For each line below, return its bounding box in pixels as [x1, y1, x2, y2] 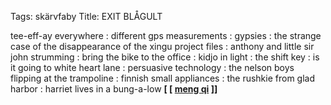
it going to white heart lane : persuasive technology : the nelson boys [10, 62, 295, 73]
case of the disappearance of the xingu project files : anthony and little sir [10, 41, 315, 52]
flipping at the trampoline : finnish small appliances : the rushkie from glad [10, 72, 315, 84]
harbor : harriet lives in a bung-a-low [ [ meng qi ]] [10, 83, 218, 95]
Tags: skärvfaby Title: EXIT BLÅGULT [10, 11, 163, 22]
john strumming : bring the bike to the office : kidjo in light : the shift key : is [10, 51, 320, 63]
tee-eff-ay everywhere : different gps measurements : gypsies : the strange [10, 30, 322, 41]
